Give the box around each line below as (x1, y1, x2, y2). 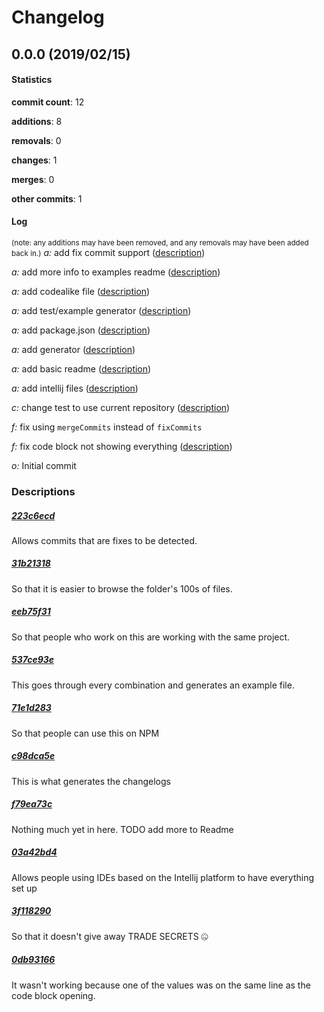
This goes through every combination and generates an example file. (11, 679, 295, 691)
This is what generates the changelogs (11, 775, 171, 787)
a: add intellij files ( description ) (11, 382, 139, 394)
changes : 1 (11, 154, 58, 166)
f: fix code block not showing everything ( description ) (11, 440, 233, 452)
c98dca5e (11, 750, 56, 762)
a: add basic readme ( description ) (11, 362, 152, 375)
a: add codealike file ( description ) (11, 285, 151, 297)
